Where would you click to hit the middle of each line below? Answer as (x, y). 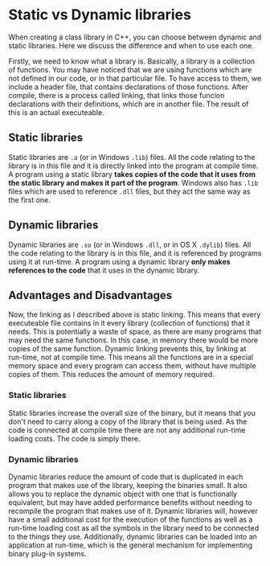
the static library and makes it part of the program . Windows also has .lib (133, 183)
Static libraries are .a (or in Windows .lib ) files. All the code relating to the (132, 157)
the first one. (29, 199)
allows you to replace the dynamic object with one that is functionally (123, 494)
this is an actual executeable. (56, 112)
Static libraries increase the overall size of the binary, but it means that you (132, 412)
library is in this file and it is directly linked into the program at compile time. (133, 166)
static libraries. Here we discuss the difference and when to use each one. (131, 45)
